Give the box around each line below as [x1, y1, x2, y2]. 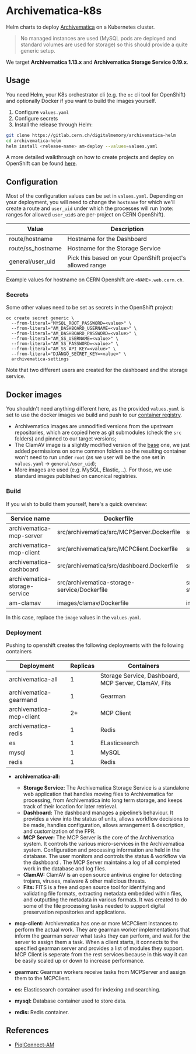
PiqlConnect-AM [14, 1041, 54, 1048]
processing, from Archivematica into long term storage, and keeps [23, 797, 183, 804]
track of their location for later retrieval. [23, 802, 118, 810]
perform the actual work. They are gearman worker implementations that [14, 926, 190, 933]
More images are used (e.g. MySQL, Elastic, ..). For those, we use [14, 466, 172, 473]
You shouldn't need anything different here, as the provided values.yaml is [6, 405, 185, 412]
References [6, 1025, 49, 1036]
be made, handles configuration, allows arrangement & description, [23, 821, 185, 828]
